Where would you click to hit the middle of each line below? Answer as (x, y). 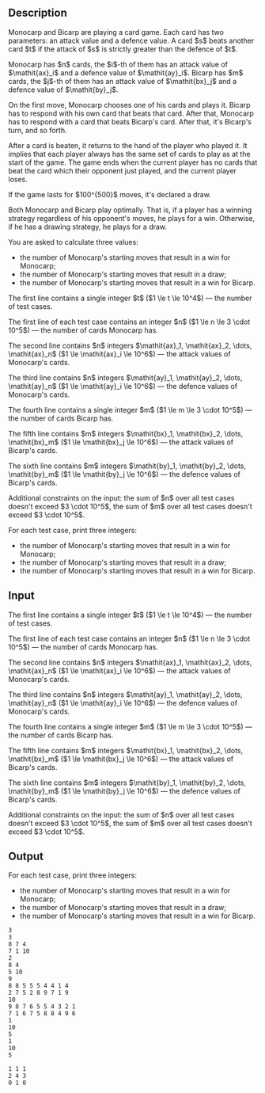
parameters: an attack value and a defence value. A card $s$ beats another (131, 40)
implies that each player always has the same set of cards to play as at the (129, 154)
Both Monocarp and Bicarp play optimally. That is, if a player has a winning (130, 210)
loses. (18, 179)
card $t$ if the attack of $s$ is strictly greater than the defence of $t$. (123, 49)
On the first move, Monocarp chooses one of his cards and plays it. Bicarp (129, 105)
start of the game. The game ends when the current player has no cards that (133, 162)
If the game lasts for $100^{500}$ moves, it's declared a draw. (110, 194)
